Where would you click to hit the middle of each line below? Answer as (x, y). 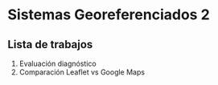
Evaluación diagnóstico (58, 63)
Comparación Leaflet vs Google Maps (82, 72)
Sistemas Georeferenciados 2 (109, 15)
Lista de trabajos (50, 45)
